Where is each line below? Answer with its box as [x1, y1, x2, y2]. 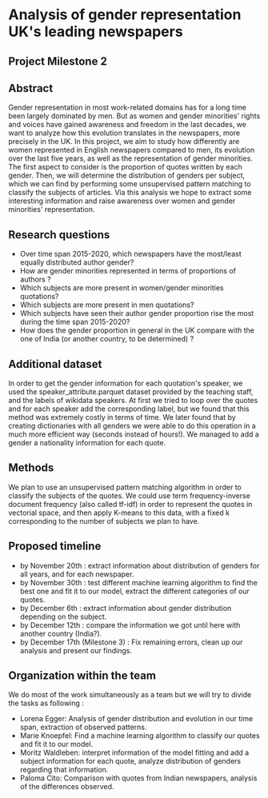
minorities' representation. [8, 205, 95, 214]
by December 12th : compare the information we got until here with [19, 620, 241, 629]
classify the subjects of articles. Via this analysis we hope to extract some [8, 188, 252, 198]
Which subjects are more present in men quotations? [19, 300, 194, 309]
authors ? [19, 274, 51, 285]
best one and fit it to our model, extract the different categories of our [19, 586, 250, 596]
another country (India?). [19, 628, 102, 638]
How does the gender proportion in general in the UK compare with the [19, 325, 254, 335]
